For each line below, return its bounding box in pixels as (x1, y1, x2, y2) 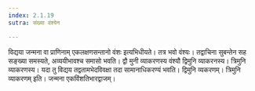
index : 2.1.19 (8, 11, 55, 20)
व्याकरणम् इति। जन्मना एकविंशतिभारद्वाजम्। (8, 74, 116, 83)
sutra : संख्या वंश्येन (8, 19, 60, 27)
